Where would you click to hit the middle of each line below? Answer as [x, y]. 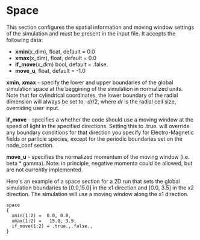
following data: [25, 40]
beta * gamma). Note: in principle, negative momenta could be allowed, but [99, 163]
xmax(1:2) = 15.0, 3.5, [44, 221]
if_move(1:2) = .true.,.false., [52, 226]
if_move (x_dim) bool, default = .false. [61, 64]
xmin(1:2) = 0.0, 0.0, [41, 215]
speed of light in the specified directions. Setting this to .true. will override [98, 126]
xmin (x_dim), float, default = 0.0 [55, 51]
